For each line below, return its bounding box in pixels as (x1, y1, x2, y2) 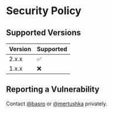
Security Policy (6, 4, 82, 18)
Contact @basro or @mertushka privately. (6, 100, 108, 107)
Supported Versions (6, 28, 81, 38)
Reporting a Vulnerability (6, 84, 100, 95)
